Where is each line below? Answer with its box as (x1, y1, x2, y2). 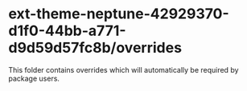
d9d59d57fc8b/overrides (8, 39, 183, 57)
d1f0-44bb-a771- (8, 22, 126, 40)
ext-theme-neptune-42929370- (8, 5, 229, 23)
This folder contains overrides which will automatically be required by (8, 65, 239, 74)
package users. (8, 73, 60, 83)
